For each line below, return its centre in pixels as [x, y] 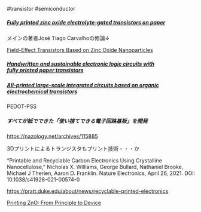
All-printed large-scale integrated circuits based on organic [83, 85]
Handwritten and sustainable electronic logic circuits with [81, 64]
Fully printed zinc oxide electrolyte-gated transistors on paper [86, 22]
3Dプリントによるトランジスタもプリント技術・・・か [73, 149]
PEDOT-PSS [22, 106]
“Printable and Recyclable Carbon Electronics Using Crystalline [84, 161]
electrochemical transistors [42, 91]
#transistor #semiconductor [41, 9]
